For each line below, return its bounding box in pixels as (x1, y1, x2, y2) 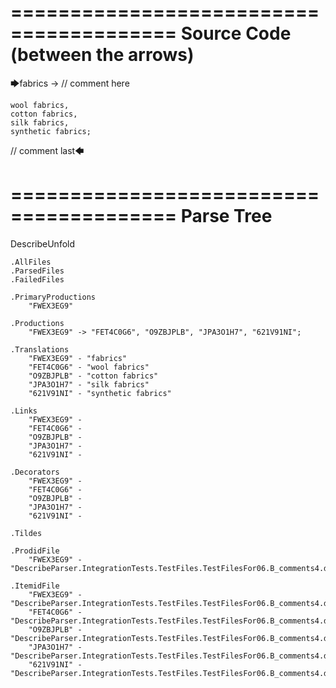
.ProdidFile (10, 546, 60, 556)
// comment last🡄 (10, 144, 85, 156)
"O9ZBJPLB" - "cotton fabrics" (28, 371, 159, 381)
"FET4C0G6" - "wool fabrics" (28, 362, 150, 372)
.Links (10, 406, 38, 416)
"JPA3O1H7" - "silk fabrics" (28, 379, 150, 390)
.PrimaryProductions (10, 292, 97, 302)
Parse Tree (180, 205, 273, 228)
